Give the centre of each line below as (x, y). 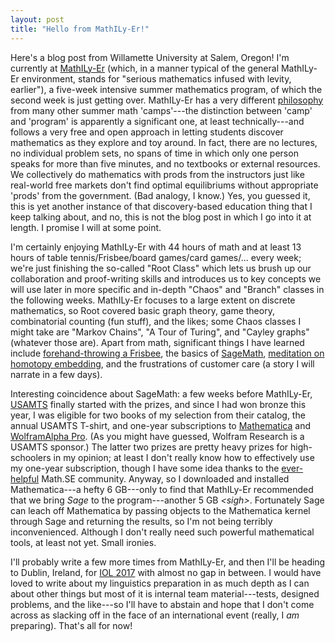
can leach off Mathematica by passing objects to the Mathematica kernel (160, 510)
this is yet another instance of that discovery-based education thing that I (161, 206)
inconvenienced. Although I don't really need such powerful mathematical (162, 532)
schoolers (31, 457)
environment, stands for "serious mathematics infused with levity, (156, 78)
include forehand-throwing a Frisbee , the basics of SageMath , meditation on (167, 353)
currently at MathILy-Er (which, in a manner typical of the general (145, 68)
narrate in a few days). (56, 374)
